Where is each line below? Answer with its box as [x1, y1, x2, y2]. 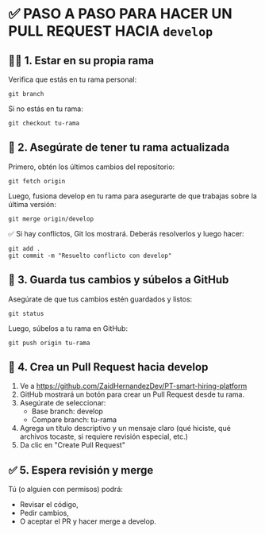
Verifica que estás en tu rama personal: [8, 75, 137, 84]
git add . [8, 244, 41, 252]
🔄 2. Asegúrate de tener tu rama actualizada [8, 140, 230, 155]
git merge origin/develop [8, 215, 94, 223]
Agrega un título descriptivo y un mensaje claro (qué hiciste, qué [19, 424, 232, 433]
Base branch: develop [31, 406, 103, 417]
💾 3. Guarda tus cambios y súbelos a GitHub [8, 273, 229, 286]
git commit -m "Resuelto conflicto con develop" [8, 252, 172, 259]
